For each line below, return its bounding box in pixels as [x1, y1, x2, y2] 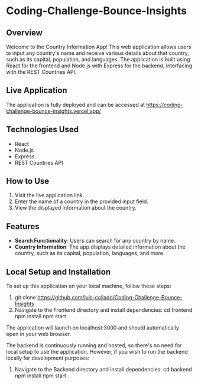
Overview [6, 28, 43, 38]
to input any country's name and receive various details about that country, [6, 50, 189, 57]
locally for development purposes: [6, 354, 90, 361]
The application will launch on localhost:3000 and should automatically [6, 324, 179, 331]
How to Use [6, 176, 50, 187]
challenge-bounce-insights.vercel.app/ [6, 107, 102, 115]
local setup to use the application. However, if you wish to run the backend [6, 348, 188, 355]
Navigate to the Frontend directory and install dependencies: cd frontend [14, 306, 193, 314]
